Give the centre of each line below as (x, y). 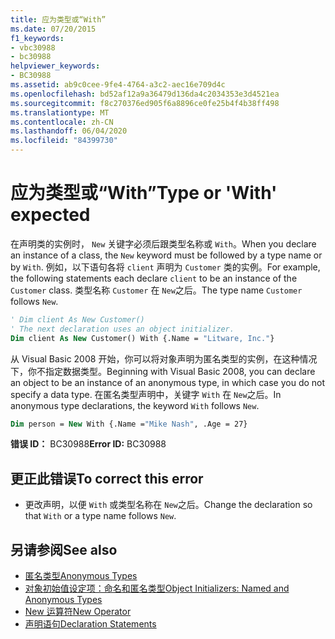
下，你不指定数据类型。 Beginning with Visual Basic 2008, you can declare (163, 371)
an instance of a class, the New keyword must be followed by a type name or (166, 255)
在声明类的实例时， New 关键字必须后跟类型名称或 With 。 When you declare (163, 243)
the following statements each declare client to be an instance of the (154, 278)
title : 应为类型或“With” (58, 19)
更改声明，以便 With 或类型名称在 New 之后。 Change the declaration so (168, 505)
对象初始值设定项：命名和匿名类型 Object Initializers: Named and (157, 588)
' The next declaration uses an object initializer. (122, 329)
